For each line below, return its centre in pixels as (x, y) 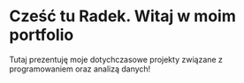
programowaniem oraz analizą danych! (80, 69)
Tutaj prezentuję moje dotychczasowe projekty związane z (116, 59)
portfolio (42, 35)
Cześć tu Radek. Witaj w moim (122, 16)
